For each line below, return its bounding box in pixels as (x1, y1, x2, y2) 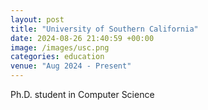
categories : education (10, 52, 105, 62)
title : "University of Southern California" (10, 24, 199, 34)
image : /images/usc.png (10, 42, 110, 53)
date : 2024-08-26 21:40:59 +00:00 (10, 33, 155, 43)
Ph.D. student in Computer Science (10, 89, 155, 100)
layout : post (10, 14, 65, 25)
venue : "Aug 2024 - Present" (10, 61, 132, 71)
